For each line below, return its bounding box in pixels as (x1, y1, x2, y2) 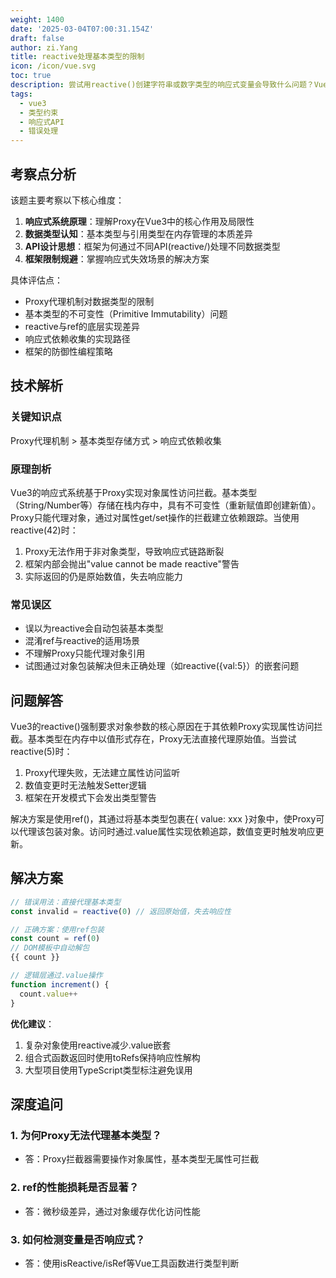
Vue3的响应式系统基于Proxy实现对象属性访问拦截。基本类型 (10, 486, 258, 498)
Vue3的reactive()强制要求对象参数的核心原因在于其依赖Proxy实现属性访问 (10, 721, 315, 733)
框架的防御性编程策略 (24, 345, 113, 357)
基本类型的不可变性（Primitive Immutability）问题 (24, 307, 228, 320)
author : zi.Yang (10, 42, 78, 53)
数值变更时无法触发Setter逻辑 (24, 779, 147, 791)
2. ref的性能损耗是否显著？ (10, 1181, 140, 1195)
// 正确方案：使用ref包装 (10, 924, 105, 935)
